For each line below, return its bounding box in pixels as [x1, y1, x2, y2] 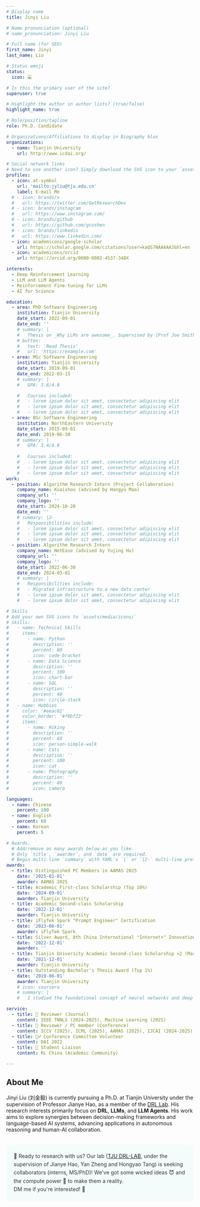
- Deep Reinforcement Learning [11, 272, 89, 277]
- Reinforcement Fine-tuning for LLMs [11, 282, 108, 289]
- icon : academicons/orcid [11, 249, 79, 256]
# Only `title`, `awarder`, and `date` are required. [11, 851, 148, 857]
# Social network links [6, 161, 65, 167]
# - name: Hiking [6, 725, 65, 731]
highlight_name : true [6, 107, 60, 113]
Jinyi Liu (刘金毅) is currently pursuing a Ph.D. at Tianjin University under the [6, 1094, 193, 1101]
